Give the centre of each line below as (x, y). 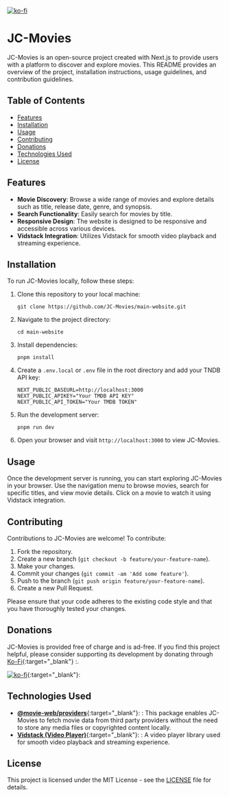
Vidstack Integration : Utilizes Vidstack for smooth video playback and (117, 235)
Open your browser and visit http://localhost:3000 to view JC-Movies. (118, 440)
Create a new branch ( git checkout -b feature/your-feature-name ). (113, 559)
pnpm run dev (36, 428)
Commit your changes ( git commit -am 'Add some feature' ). (103, 574)
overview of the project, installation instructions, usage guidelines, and (107, 71)
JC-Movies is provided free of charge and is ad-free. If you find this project (113, 647)
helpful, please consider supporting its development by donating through (110, 654)
